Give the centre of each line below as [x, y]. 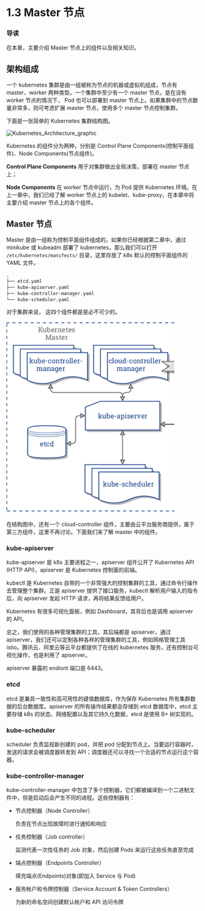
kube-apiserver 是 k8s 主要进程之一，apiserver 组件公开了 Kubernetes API [100, 563]
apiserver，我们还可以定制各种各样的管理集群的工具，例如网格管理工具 [96, 640]
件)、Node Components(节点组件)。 [52, 153]
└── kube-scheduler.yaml [38, 300]
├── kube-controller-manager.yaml [50, 294]
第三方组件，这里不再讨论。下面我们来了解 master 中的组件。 [84, 532]
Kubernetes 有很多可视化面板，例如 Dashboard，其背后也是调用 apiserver [100, 612]
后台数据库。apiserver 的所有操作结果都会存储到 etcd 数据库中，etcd [104, 706]
